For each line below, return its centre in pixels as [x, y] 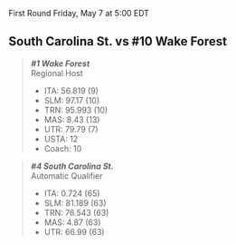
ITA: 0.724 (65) [72, 193]
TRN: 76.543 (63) [76, 212]
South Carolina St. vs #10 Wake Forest [118, 41]
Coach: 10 [63, 148]
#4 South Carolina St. [72, 166]
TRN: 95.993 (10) [76, 110]
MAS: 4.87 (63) [72, 222]
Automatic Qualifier [66, 175]
